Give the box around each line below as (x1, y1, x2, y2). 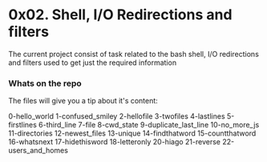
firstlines (8, 120, 38, 130)
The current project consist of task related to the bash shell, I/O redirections (8, 49, 259, 59)
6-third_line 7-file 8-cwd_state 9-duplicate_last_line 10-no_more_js (38, 120, 260, 130)
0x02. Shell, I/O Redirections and (8, 6, 233, 24)
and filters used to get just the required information (8, 58, 177, 67)
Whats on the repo (8, 78, 82, 89)
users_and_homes (8, 146, 68, 156)
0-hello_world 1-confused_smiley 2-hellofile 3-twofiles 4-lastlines (8, 111, 226, 121)
